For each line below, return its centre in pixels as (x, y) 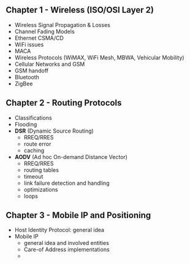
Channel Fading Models (44, 31)
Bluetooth (27, 77)
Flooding (26, 124)
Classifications (33, 118)
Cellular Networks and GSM (50, 64)
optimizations (41, 189)
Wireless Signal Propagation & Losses (63, 25)
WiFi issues (29, 44)
